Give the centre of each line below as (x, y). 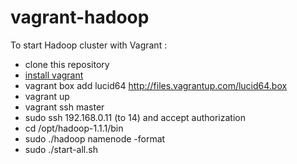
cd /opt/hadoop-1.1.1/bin (74, 128)
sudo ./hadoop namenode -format (95, 138)
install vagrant (54, 75)
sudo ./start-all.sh (61, 149)
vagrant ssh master (64, 107)
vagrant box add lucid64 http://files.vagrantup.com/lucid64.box (156, 85)
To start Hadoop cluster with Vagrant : (89, 45)
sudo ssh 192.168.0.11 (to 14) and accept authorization (135, 117)
